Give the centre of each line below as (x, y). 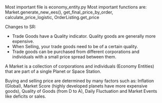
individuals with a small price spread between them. (64, 57)
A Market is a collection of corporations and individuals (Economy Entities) (80, 66)
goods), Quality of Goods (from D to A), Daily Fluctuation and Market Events (81, 91)
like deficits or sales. (26, 96)
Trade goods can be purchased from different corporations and (76, 51)
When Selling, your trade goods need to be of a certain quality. (75, 46)
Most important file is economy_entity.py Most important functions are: (76, 7)
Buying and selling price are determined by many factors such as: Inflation (80, 81)
